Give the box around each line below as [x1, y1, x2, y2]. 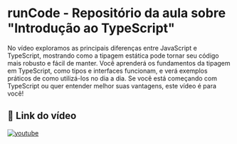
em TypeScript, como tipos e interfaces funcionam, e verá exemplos [7, 66, 208, 75]
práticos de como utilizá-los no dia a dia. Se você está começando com [7, 73, 218, 83]
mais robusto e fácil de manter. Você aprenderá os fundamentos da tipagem [7, 58, 231, 67]
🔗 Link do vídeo [7, 110, 77, 122]
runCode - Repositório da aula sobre [7, 5, 226, 21]
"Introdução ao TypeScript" [7, 20, 176, 36]
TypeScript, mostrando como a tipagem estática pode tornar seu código [7, 51, 219, 60]
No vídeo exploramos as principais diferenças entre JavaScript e [7, 43, 197, 52]
